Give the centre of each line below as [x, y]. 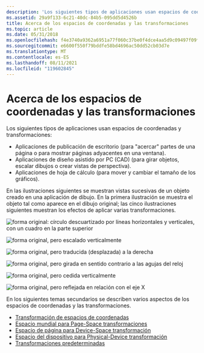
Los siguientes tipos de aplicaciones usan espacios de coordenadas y [94, 128]
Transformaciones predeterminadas [60, 343]
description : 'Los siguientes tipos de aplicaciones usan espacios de [97, 12]
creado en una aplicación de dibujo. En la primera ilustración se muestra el [100, 197]
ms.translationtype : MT [36, 52]
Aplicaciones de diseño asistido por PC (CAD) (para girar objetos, [97, 159]
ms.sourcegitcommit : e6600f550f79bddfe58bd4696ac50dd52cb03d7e [88, 46]
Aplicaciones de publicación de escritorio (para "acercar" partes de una [105, 147]
